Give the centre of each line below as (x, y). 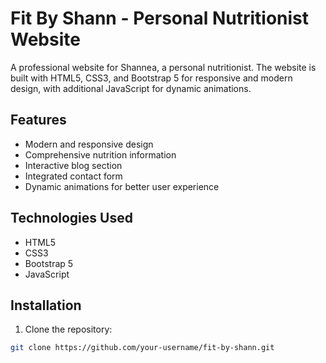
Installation (46, 305)
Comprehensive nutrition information (100, 154)
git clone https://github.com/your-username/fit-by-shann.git (142, 348)
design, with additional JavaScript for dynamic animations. (131, 88)
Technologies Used (71, 218)
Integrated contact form (73, 176)
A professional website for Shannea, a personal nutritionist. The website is (163, 67)
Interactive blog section (73, 165)
